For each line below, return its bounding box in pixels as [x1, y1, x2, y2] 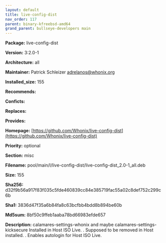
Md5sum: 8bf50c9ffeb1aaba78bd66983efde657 [5, 212, 106, 218]
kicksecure [5, 227, 28, 233]
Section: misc [5, 152, 34, 158]
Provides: [5, 118, 26, 124]
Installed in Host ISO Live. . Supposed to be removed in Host [29, 227, 154, 233]
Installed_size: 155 [5, 79, 45, 85]
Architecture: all [5, 59, 40, 65]
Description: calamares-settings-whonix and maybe [5, 222, 114, 228]
